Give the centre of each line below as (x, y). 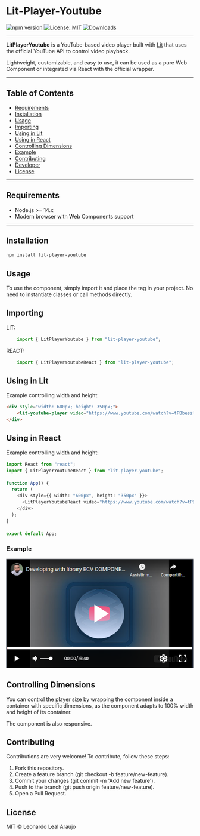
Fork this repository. (39, 768)
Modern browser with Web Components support (74, 216)
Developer (27, 165)
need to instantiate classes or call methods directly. (69, 294)
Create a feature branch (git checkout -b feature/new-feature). (92, 774)
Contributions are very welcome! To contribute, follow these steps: (88, 757)
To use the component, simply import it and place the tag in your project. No (100, 288)
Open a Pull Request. (40, 794)
